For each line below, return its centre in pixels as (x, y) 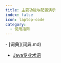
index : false (19, 15)
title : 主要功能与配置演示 (31, 10)
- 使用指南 (20, 29)
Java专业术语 (27, 55)
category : (16, 24)
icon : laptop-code (25, 19)
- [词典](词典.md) (23, 45)
